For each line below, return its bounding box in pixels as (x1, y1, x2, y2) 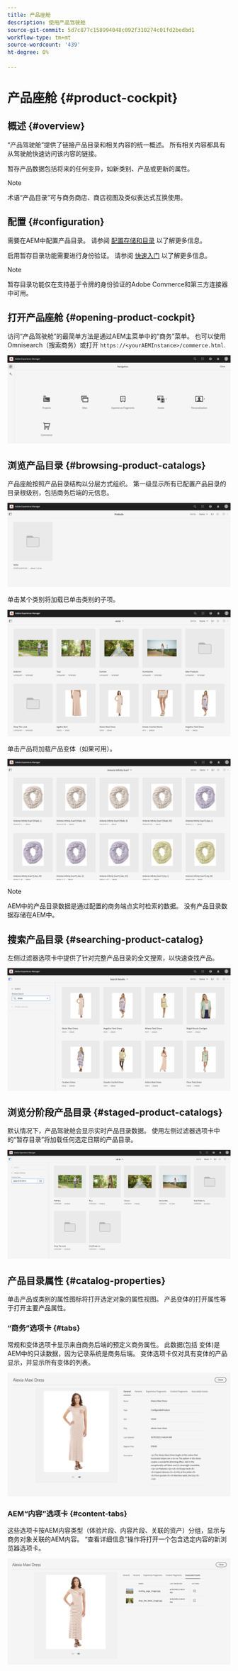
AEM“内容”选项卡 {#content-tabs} (7, 1509, 127, 1519)
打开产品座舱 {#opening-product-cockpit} (7, 312, 196, 324)
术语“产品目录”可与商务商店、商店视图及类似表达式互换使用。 (7, 193, 187, 201)
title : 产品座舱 (7, 11, 51, 18)
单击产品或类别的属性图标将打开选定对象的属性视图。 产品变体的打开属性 (7, 1295, 220, 1304)
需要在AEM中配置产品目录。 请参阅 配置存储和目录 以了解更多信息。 (7, 236, 207, 245)
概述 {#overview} (7, 121, 85, 133)
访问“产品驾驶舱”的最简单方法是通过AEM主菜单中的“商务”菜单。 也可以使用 (7, 332, 227, 340)
